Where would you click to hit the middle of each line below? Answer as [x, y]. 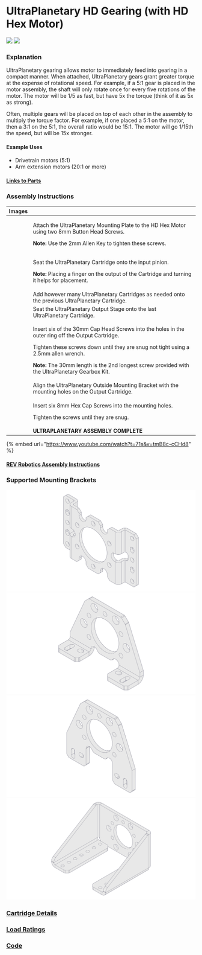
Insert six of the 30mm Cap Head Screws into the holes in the [109, 329]
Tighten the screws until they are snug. [81, 417]
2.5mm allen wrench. [59, 354]
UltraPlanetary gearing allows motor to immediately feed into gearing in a [97, 70]
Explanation [24, 57]
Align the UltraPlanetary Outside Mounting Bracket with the [106, 385]
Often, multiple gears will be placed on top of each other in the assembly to [99, 114]
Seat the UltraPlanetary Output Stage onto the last [95, 308]
